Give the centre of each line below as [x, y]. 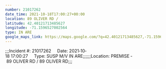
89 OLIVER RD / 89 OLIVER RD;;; [39, 61]
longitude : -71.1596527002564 [36, 28]
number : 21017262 [23, 10]
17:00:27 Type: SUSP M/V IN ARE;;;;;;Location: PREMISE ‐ [71, 56]
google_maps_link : [24, 37]
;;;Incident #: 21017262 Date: [37, 51]
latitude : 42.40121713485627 [35, 23]
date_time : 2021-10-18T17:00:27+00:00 [45, 14]
